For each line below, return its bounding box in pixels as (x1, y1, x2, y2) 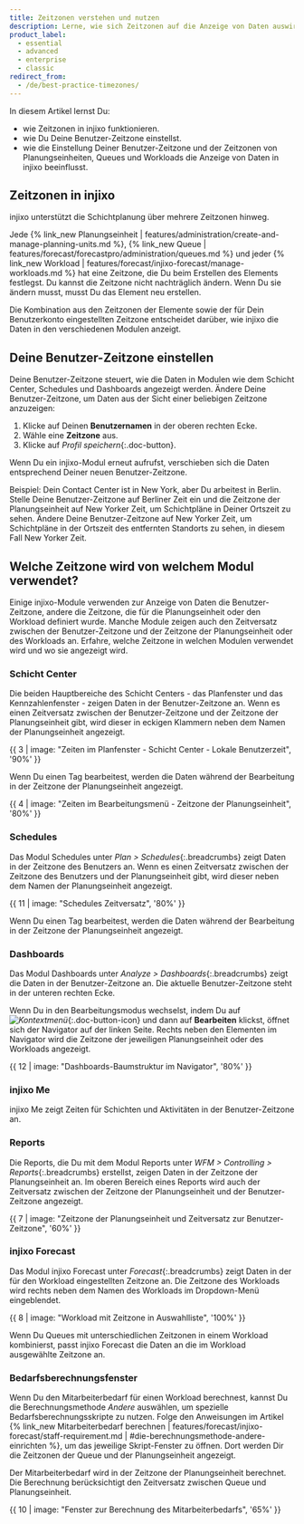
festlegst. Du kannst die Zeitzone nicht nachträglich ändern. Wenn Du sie (9, 277, 282, 288)
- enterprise (17, 55, 67, 64)
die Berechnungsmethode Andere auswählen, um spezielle (9, 1402, 229, 1413)
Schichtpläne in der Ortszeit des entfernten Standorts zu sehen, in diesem (9, 522, 285, 534)
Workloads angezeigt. (9, 1043, 91, 1054)
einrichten (9, 1441, 47, 1452)
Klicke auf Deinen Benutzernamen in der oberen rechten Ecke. (22, 420, 258, 431)
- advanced (17, 47, 59, 56)
